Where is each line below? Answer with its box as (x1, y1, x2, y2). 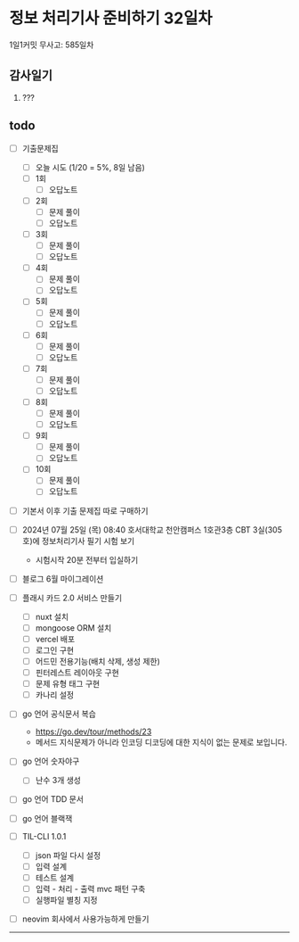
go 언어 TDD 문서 (21, 794, 85, 805)
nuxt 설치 (35, 611, 69, 622)
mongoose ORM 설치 (35, 622, 112, 633)
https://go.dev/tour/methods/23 (35, 726, 152, 737)
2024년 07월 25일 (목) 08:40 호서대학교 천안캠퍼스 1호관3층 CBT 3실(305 (21, 524, 283, 535)
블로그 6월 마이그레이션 (21, 573, 104, 584)
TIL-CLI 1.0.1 (21, 830, 67, 841)
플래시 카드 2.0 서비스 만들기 (21, 592, 123, 603)
